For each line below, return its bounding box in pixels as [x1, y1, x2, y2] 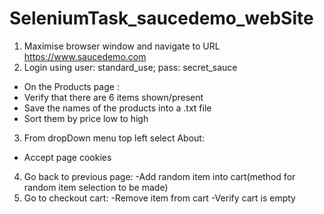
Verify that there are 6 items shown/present [23, 91, 204, 103]
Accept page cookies [23, 151, 112, 163]
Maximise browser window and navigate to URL [23, 40, 221, 52]
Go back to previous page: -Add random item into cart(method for [23, 170, 296, 182]
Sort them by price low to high [23, 112, 149, 124]
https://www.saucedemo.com [23, 50, 147, 62]
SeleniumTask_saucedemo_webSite [9, 7, 314, 30]
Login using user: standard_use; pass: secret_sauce [23, 61, 238, 73]
